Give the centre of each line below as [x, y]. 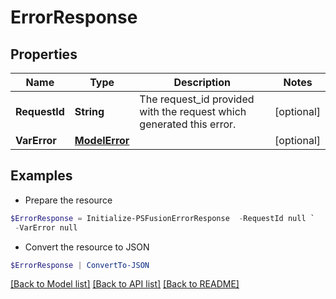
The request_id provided [197, 99]
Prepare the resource [68, 200]
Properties [44, 54]
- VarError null [46, 227]
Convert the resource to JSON [87, 247]
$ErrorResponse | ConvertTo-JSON [80, 265]
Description [202, 82]
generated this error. [188, 124]
